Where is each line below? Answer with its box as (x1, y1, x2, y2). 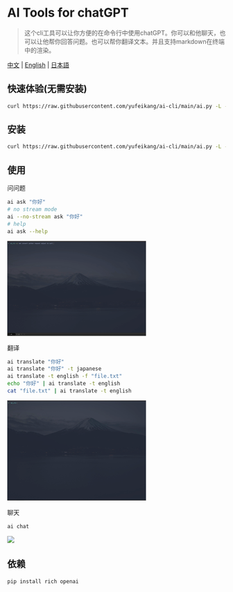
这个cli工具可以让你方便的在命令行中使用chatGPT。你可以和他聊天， (24, 28, 220, 37)
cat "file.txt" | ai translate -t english (7, 388, 132, 394)
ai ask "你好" (7, 199, 46, 206)
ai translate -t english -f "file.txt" (7, 373, 123, 380)
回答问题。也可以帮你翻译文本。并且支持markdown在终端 (60, 37, 225, 46)
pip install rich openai (7, 577, 79, 585)
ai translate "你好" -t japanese (7, 365, 102, 372)
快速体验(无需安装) (7, 83, 87, 95)
